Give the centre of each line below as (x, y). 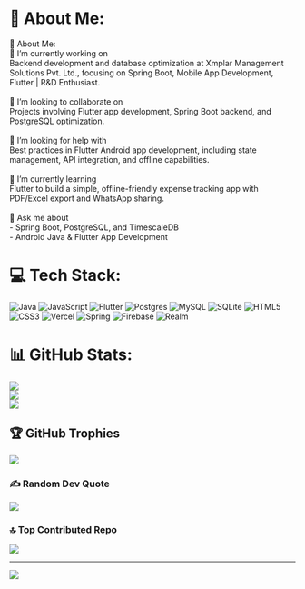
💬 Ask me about (39, 217)
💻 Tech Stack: (65, 275)
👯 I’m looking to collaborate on (66, 101)
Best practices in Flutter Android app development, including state (133, 150)
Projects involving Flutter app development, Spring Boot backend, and (140, 111)
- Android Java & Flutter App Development (89, 236)
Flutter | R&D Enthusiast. (55, 82)
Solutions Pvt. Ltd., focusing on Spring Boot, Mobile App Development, (142, 73)
